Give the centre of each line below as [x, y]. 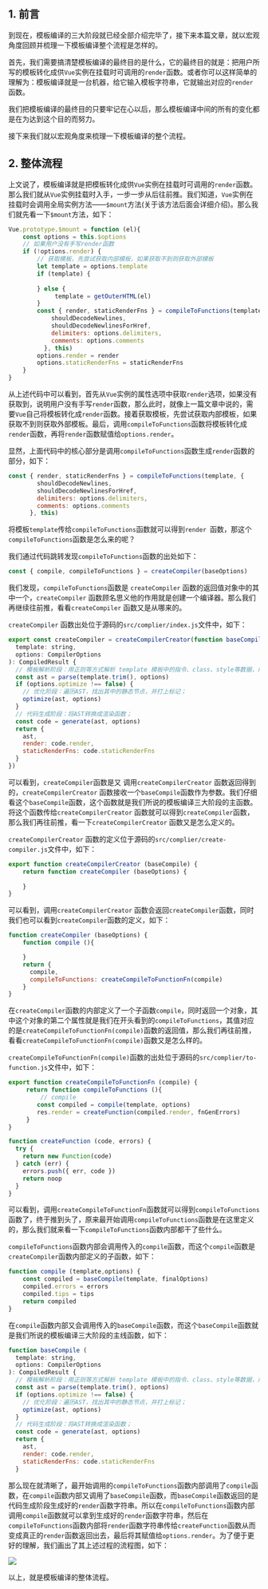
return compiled [50, 1301]
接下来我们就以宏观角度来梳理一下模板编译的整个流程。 [99, 136]
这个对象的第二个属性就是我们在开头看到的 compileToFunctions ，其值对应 [134, 1020]
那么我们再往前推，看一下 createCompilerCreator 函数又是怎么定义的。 [124, 822]
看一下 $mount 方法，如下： [71, 214]
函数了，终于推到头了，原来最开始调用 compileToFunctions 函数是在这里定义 [131, 1219]
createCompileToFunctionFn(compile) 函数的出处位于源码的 [104, 1057]
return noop [42, 1179]
